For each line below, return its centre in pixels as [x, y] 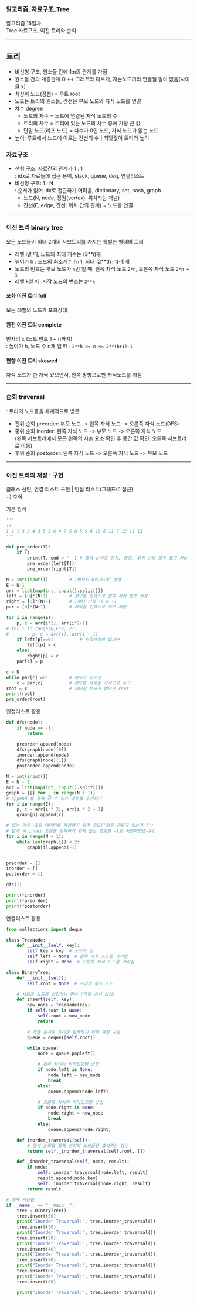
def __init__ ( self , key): [48, 946]
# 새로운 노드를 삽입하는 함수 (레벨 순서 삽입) [66, 994]
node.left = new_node [74, 1075]
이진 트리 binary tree [35, 228]
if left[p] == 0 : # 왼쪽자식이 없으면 [68, 640]
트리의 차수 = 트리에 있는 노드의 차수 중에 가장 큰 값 [82, 123]
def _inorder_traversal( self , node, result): [73, 1162]
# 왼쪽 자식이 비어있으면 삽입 [68, 1064]
